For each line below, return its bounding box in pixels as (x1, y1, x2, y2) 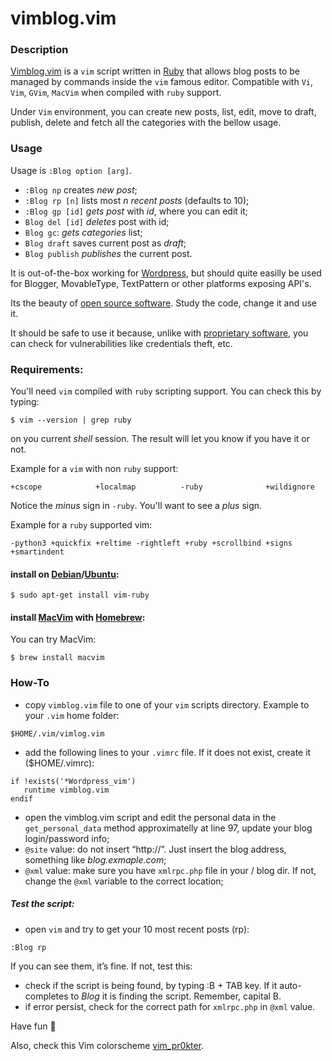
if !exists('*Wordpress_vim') (10, 776, 137, 786)
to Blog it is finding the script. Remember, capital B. (70, 990, 282, 1002)
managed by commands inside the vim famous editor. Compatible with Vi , (10, 76, 314, 88)
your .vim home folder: (24, 709, 120, 721)
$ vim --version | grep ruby (10, 415, 132, 426)
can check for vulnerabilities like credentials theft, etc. (10, 337, 233, 349)
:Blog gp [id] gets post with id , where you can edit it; (24, 205, 249, 217)
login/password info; (24, 832, 110, 844)
